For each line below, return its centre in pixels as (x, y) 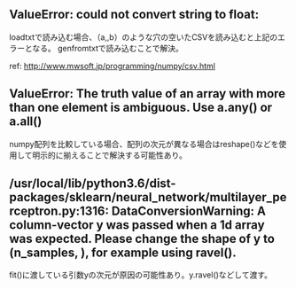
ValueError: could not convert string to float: (134, 15)
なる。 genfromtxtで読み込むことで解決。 (108, 48)
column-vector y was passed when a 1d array (137, 225)
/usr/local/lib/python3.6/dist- (93, 184)
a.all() (26, 122)
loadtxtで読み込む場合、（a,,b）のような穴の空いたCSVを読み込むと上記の (144, 37)
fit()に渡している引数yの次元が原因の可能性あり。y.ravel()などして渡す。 (141, 275)
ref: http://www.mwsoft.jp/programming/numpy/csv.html (112, 66)
